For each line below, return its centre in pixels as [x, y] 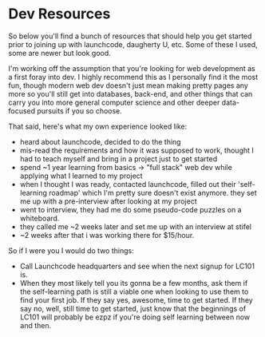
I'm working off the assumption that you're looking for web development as [132, 68]
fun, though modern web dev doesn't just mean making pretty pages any [129, 85]
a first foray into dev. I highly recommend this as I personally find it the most [133, 77]
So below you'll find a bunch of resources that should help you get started [130, 36]
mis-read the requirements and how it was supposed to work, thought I [136, 150]
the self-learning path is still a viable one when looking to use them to [134, 291]
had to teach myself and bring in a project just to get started [119, 159]
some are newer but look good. [60, 53]
